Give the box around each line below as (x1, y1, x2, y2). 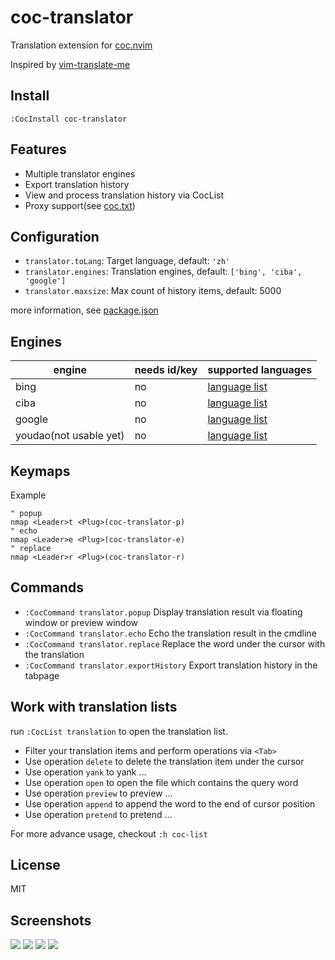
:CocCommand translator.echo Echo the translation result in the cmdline (24, 627, 317, 639)
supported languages (207, 363, 313, 377)
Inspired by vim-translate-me (10, 58, 131, 70)
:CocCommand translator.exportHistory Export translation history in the (24, 659, 318, 671)
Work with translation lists (10, 699, 178, 716)
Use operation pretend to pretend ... (24, 808, 173, 820)
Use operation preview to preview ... (24, 787, 173, 799)
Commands (10, 579, 85, 596)
